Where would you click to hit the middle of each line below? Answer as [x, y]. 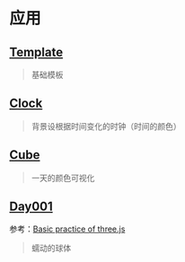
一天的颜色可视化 [63, 178]
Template [36, 52]
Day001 [31, 207]
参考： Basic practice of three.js [67, 229]
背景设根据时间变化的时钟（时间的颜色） [106, 126]
